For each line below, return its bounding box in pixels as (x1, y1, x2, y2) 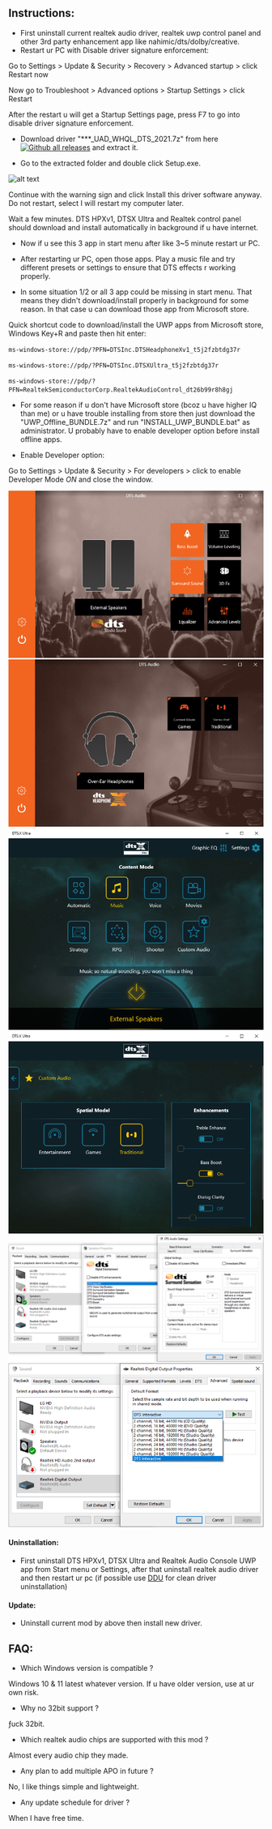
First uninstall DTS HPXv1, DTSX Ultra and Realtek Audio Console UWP (19, 1556, 257, 1566)
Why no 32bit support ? (19, 1703, 100, 1713)
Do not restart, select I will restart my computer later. (8, 198, 185, 208)
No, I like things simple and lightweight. (8, 1782, 139, 1792)
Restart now (8, 69, 49, 79)
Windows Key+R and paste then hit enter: (8, 328, 147, 338)
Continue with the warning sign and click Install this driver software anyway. (8, 190, 262, 199)
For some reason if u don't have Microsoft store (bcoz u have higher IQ (19, 400, 257, 409)
